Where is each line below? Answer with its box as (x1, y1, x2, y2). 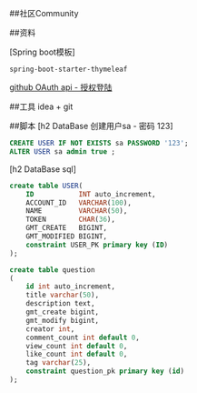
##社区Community (9, 8, 79, 18)
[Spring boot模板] (9, 46, 75, 57)
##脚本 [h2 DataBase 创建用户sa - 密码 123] (9, 121, 174, 131)
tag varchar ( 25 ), (25, 358, 92, 368)
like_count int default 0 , (25, 349, 128, 359)
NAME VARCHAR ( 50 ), (25, 207, 128, 216)
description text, (25, 299, 95, 308)
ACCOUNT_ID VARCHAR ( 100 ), (25, 198, 132, 207)
